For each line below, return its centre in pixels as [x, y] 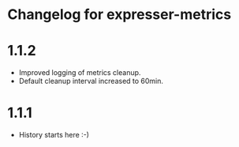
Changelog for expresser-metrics [119, 15]
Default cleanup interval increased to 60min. [91, 81]
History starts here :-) [54, 135]
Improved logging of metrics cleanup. [80, 73]
